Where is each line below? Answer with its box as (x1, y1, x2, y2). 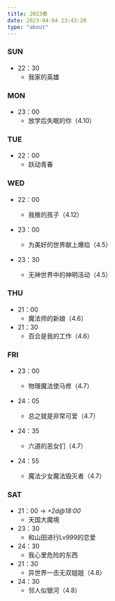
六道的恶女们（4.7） (28, 442, 87, 451)
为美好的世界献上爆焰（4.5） (28, 240, 112, 249)
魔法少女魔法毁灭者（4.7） (28, 472, 106, 480)
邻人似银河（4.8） (28, 586, 81, 595)
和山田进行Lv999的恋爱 (28, 533, 97, 542)
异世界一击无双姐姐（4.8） (28, 569, 106, 577)
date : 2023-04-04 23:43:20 (7, 17, 87, 24)
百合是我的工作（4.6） (28, 331, 94, 340)
